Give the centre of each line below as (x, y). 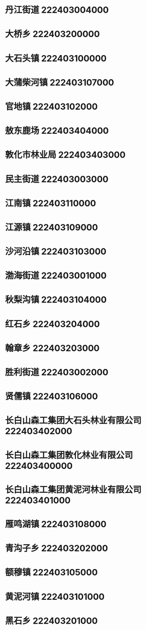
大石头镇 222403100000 (56, 58)
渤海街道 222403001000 (56, 276)
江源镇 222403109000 (52, 227)
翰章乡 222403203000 (52, 348)
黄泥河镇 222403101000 (55, 597)
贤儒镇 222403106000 (52, 396)
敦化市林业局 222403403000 (65, 155)
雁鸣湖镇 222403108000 (56, 524)
